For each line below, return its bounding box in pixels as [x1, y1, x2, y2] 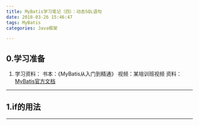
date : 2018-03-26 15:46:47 [6, 14, 73, 20]
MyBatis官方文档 [14, 78, 56, 85]
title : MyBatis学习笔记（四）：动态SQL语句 [6, 8, 102, 15]
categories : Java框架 [6, 25, 58, 31]
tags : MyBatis [6, 19, 41, 25]
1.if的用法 [6, 102, 41, 112]
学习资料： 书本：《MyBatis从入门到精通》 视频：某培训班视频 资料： [14, 70, 182, 77]
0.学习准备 [6, 54, 46, 64]
